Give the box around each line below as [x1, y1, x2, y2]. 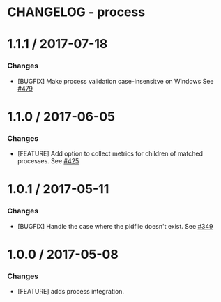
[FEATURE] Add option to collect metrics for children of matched [17, 149, 204, 158]
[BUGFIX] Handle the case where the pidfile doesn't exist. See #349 [17, 222, 213, 230]
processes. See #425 [17, 157, 79, 165]
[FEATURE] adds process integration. [17, 287, 124, 296]
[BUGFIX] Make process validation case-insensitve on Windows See [17, 77, 214, 85]
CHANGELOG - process [7, 4, 145, 20]
